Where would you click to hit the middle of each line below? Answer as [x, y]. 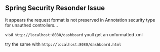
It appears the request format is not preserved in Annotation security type [80, 20]
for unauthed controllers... [32, 25]
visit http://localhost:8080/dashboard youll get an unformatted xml [74, 34]
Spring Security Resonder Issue [55, 8]
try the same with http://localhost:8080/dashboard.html [63, 44]
